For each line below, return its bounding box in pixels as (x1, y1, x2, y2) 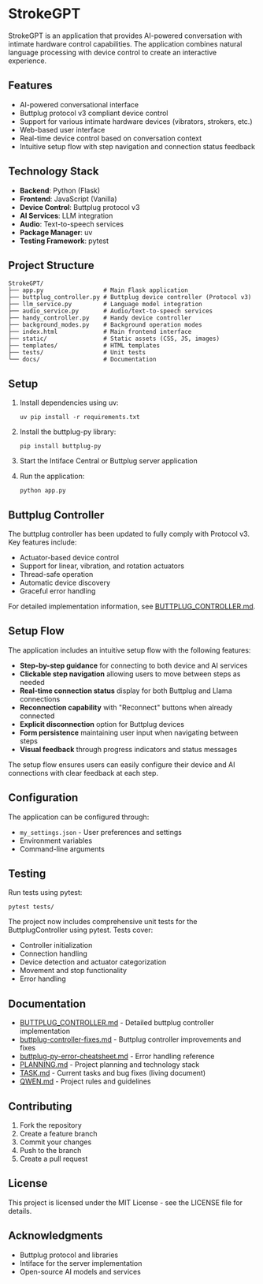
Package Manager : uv (19, 227, 93, 237)
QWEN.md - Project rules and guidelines (19, 1076, 151, 1086)
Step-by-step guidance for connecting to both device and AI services (19, 661, 248, 670)
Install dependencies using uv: (19, 398, 120, 407)
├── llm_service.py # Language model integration (8, 301, 202, 309)
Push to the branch (19, 1146, 82, 1155)
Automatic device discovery (19, 578, 111, 587)
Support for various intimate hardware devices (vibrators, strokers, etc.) (19, 116, 253, 126)
